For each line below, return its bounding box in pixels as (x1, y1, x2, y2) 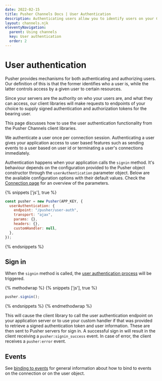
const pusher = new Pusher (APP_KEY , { (5, 199, 83, 204)
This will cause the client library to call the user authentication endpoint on (5, 313, 153, 318)
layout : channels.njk (5, 20, 49, 26)
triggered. (5, 276, 25, 282)
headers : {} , (13, 222, 40, 226)
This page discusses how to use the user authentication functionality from (5, 120, 153, 126)
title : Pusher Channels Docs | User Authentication (5, 12, 111, 16)
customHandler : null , (13, 226, 57, 231)
